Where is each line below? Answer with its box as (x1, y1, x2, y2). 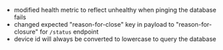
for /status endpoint (39, 27, 99, 36)
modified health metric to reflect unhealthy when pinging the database (13, 6, 217, 14)
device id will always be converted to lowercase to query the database (13, 35, 217, 43)
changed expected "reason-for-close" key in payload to (13, 21, 175, 28)
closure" (13, 27, 38, 36)
